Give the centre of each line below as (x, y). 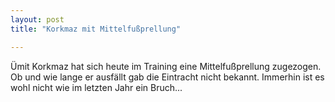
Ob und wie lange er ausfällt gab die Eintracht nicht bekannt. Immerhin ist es (167, 77)
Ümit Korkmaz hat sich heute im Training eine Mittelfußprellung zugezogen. (166, 66)
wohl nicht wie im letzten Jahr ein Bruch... (96, 87)
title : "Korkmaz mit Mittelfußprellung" (96, 29)
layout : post (37, 19)
